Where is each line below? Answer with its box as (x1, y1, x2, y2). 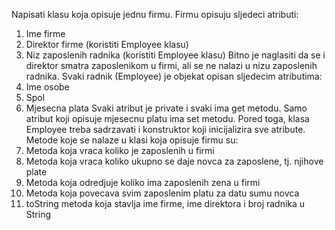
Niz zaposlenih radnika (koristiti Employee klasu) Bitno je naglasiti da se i (25, 49, 326, 61)
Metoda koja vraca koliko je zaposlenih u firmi (25, 145, 215, 156)
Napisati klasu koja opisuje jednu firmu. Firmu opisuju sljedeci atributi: (11, 9, 299, 20)
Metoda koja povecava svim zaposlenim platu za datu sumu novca (25, 187, 300, 199)
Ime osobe (25, 81, 70, 93)
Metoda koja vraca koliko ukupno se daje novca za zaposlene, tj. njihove (25, 155, 324, 167)
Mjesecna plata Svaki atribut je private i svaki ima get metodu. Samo (25, 102, 308, 114)
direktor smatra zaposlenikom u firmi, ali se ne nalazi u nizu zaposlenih (25, 60, 318, 71)
